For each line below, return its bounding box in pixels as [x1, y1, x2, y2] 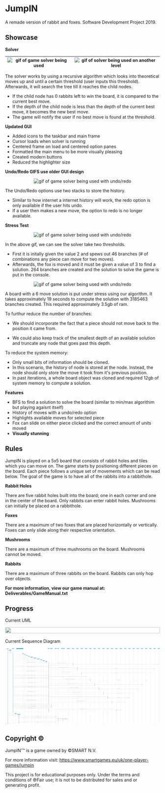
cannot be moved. [5, 551, 42, 557]
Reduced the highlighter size [12, 159, 70, 165]
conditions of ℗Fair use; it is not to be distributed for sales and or [5, 777, 137, 783]
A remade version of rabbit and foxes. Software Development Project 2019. [5, 19, 157, 25]
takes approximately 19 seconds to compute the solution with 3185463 [5, 296, 148, 302]
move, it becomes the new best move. [12, 109, 90, 114]
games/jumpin [5, 762, 34, 768]
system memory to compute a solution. [12, 380, 92, 386]
